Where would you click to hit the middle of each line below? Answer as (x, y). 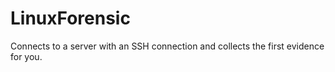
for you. (26, 56)
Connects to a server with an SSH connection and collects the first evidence (167, 46)
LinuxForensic (70, 18)
